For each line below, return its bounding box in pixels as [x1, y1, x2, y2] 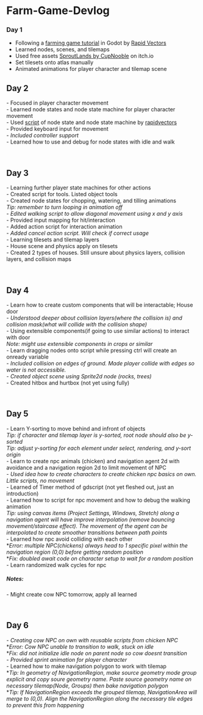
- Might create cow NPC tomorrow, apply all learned [6, 590, 137, 598]
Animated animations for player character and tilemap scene [15, 65, 167, 73]
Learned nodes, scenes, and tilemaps [15, 46, 110, 53]
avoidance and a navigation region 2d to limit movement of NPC [6, 464, 166, 471]
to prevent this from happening [6, 701, 84, 709]
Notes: [6, 575, 24, 582]
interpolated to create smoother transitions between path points [6, 529, 168, 536]
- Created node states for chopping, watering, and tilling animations [6, 197, 177, 205]
